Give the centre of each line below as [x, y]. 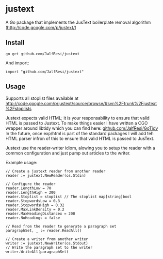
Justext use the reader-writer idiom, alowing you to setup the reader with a [80, 148]
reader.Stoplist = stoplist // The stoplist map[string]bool [69, 197]
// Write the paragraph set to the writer [49, 247]
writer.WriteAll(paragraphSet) [37, 252]
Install [15, 43]
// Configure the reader [31, 184]
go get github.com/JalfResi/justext [42, 54]
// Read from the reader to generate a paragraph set [61, 226]
